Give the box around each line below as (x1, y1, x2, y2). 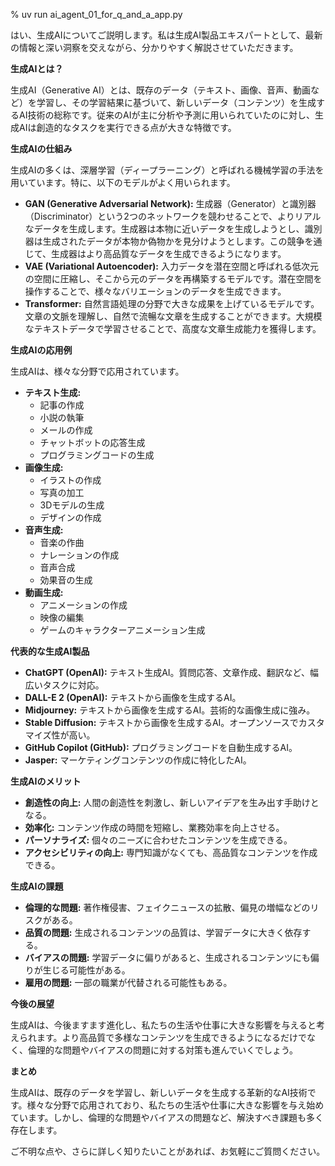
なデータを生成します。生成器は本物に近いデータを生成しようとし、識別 (24, 223, 323, 234)
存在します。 (10, 1124, 63, 1136)
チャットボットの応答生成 (39, 437, 146, 448)
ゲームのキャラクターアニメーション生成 (39, 624, 206, 636)
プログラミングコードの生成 (39, 449, 155, 461)
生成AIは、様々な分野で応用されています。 (10, 365, 185, 377)
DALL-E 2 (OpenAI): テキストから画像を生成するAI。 (24, 692, 242, 703)
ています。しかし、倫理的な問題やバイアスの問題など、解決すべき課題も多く (10, 1112, 324, 1123)
